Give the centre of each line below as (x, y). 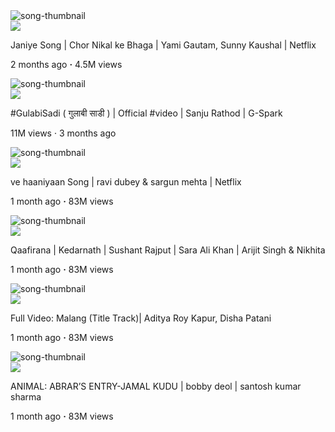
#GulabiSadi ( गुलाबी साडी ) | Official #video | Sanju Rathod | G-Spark (146, 113)
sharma (26, 397)
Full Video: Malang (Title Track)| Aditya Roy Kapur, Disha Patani (141, 318)
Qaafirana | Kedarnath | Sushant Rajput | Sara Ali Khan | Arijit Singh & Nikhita (168, 250)
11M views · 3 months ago (63, 133)
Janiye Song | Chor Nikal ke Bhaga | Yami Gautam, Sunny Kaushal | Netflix (163, 45)
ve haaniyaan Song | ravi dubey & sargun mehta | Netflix (126, 182)
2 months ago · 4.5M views (66, 64)
